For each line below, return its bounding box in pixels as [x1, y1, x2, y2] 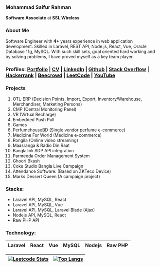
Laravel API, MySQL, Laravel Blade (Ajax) [12, 207, 95, 213]
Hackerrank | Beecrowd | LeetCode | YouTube [5, 72, 116, 79]
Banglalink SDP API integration [12, 147, 74, 153]
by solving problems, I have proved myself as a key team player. [5, 53, 134, 59]
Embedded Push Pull [12, 116, 54, 123]
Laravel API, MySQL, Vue [12, 202, 63, 208]
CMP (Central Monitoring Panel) [12, 106, 77, 112]
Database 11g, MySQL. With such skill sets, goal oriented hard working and [5, 48, 155, 54]
